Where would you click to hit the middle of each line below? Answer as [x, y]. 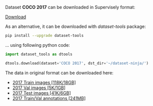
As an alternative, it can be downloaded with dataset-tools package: [75, 26]
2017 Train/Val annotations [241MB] [49, 98]
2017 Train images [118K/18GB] [44, 82]
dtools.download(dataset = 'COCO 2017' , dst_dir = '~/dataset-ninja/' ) [77, 63]
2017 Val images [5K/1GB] [39, 88]
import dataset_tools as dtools [39, 54]
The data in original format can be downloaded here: [59, 73]
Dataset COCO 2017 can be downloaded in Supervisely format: [70, 7]
